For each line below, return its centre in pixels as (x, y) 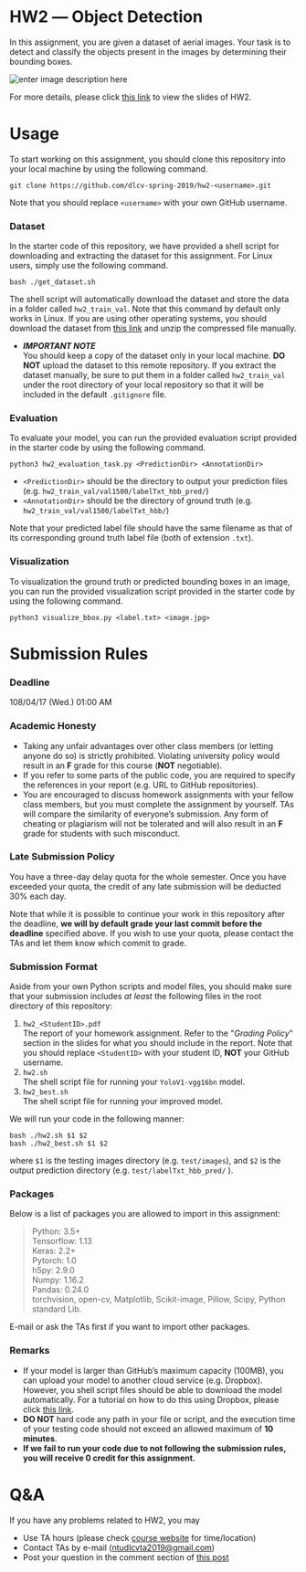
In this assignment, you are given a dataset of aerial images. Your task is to (150, 42)
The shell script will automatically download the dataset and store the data (149, 300)
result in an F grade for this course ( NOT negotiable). (122, 765)
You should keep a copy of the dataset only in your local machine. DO (154, 356)
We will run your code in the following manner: (97, 1119)
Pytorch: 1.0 (54, 1261)
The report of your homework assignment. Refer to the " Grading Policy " (158, 1033)
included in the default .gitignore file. (95, 395)
